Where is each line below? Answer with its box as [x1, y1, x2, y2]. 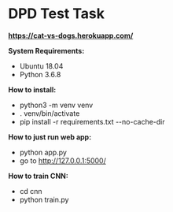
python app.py [19, 147, 67, 157]
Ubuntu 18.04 [19, 61, 64, 71]
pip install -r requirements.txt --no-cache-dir [19, 117, 165, 126]
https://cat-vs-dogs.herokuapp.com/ [8, 31, 134, 40]
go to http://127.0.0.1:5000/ [19, 155, 106, 166]
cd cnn [19, 186, 42, 195]
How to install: [8, 84, 57, 95]
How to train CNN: [8, 171, 68, 180]
